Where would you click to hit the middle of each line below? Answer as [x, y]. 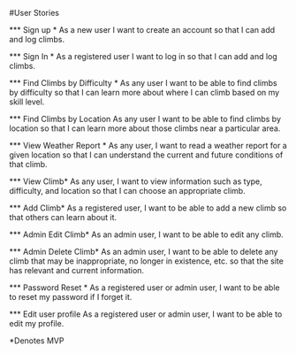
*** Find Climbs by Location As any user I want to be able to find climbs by [145, 119]
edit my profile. [37, 323]
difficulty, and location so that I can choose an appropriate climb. [127, 191]
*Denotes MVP [37, 341]
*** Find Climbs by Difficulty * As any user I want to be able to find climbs [143, 83]
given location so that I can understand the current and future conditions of [146, 155]
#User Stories [34, 13]
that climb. [28, 164]
